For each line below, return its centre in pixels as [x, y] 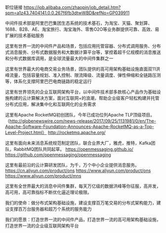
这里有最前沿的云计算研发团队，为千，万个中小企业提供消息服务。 [72, 165]
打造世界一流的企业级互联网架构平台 [42, 226]
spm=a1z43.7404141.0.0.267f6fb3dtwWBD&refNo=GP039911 [67, 13]
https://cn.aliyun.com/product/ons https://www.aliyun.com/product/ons [78, 171]
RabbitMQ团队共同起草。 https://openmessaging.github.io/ [73, 149]
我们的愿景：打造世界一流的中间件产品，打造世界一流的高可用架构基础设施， [83, 219]
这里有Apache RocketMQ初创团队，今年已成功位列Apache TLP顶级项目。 [80, 115]
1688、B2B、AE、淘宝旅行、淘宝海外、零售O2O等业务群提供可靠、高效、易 [82, 29]
